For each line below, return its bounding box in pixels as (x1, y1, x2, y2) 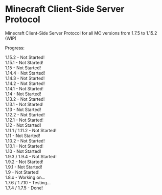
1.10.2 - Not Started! (5, 138, 45, 143)
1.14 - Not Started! (5, 91, 42, 97)
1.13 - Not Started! (5, 107, 41, 112)
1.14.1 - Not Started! (5, 85, 44, 91)
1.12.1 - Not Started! (5, 117, 44, 123)
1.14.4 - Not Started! (5, 70, 45, 76)
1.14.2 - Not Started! (5, 80, 45, 86)
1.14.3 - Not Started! (5, 75, 45, 81)
